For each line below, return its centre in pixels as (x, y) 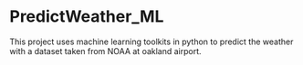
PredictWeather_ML (87, 17)
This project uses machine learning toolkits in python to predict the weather (151, 42)
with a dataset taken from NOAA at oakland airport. (106, 51)
